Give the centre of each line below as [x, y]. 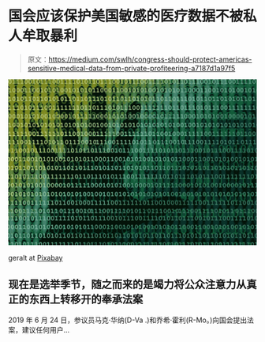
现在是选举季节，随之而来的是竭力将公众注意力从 [127, 285]
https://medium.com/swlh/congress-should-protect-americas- [150, 59]
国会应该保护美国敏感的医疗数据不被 [126, 16]
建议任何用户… [46, 329]
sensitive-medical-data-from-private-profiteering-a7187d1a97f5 [131, 68]
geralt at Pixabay [35, 258]
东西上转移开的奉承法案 [86, 300]
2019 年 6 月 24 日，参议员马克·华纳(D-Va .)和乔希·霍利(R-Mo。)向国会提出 [128, 320]
